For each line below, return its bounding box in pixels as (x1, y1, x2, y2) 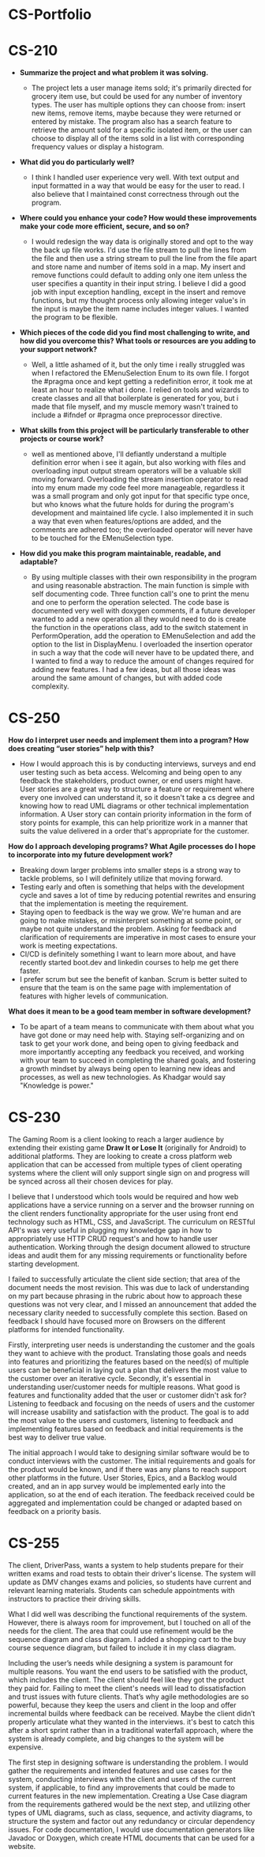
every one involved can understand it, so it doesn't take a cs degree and (19, 793, 255, 802)
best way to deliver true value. (8, 1432, 106, 1442)
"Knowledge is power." (19, 1081, 95, 1090)
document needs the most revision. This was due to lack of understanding (8, 1283, 250, 1292)
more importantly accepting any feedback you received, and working (19, 1047, 244, 1057)
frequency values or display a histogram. (31, 142, 164, 152)
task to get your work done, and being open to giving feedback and (19, 1039, 239, 1048)
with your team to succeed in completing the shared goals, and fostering (19, 1055, 256, 1065)
